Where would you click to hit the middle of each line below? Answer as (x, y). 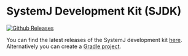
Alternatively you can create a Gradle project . (64, 46)
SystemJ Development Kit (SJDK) (94, 11)
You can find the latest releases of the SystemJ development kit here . (94, 40)
